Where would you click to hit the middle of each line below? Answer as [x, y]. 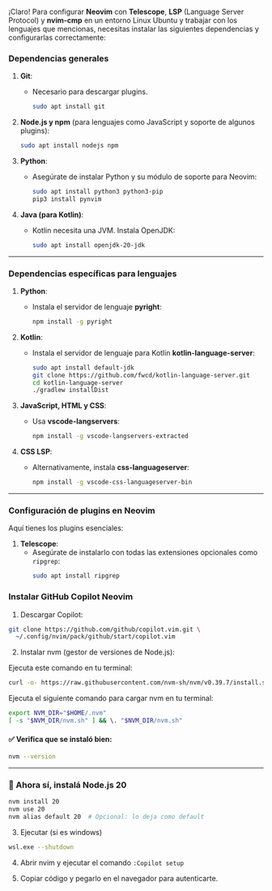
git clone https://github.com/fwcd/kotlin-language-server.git [141, 375]
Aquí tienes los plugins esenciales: [66, 528]
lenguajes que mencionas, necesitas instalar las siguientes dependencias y [134, 29]
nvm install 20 [34, 802]
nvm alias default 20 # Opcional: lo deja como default [106, 817]
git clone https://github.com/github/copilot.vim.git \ [104, 629]
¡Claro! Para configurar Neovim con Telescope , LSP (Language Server [126, 12]
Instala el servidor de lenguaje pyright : [97, 306]
